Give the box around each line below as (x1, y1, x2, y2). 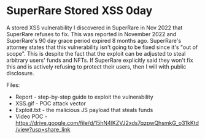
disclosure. (6, 69, 35, 77)
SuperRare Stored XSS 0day (6, 4, 153, 18)
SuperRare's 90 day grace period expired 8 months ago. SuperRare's (6, 37, 182, 44)
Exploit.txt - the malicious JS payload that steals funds (15, 106, 153, 113)
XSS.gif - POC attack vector (15, 99, 86, 107)
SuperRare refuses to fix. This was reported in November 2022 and (6, 30, 177, 37)
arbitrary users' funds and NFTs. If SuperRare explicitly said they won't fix (6, 56, 193, 64)
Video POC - (15, 113, 48, 120)
